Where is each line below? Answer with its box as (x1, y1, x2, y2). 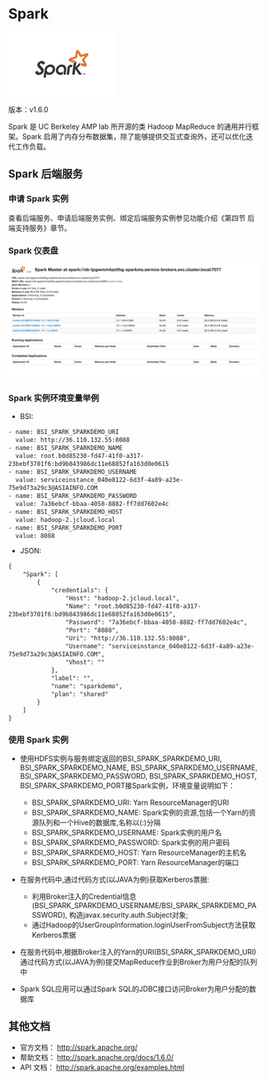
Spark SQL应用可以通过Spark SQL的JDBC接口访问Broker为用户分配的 (19, 984, 249, 994)
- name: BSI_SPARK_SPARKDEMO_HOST (8, 508, 124, 516)
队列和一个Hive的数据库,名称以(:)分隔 (38, 817, 161, 827)
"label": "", (50, 674, 94, 682)
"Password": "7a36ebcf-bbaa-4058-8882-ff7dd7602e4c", (65, 618, 248, 626)
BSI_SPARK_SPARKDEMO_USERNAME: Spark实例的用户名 (31, 827, 222, 837)
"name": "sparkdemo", (50, 682, 124, 690)
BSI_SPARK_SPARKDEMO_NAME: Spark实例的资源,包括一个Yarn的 (31, 807, 249, 817)
